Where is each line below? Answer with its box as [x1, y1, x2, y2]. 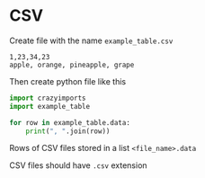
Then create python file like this [9, 76, 127, 86]
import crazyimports [9, 93, 87, 102]
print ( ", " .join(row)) [25, 127, 111, 136]
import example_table [9, 102, 91, 111]
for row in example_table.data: [9, 118, 130, 127]
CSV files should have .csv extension [9, 160, 147, 171]
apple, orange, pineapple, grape [9, 60, 135, 69]
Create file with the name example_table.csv [9, 35, 174, 46]
